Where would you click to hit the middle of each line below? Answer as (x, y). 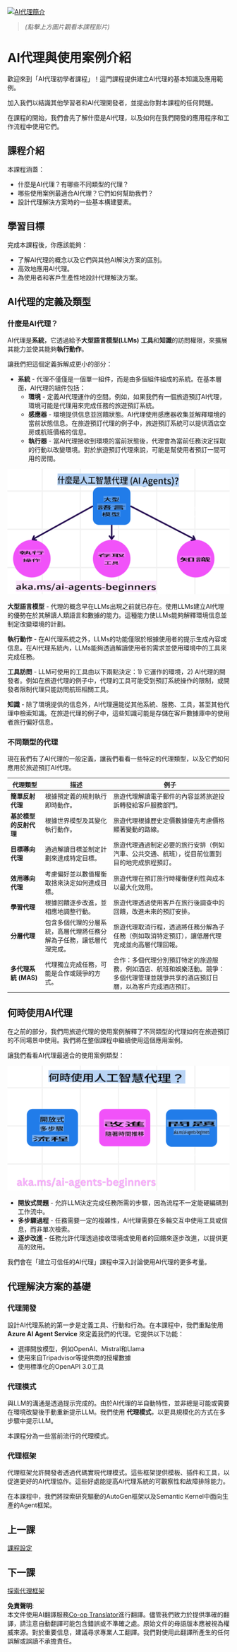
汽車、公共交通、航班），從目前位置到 (168, 854)
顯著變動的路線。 (138, 829)
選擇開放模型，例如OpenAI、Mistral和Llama (81, 1348)
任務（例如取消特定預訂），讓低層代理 (168, 936)
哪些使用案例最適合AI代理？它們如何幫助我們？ (85, 193)
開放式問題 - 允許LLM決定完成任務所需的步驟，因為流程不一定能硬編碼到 (123, 1203)
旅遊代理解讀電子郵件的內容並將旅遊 (166, 796)
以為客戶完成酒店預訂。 (160, 987)
